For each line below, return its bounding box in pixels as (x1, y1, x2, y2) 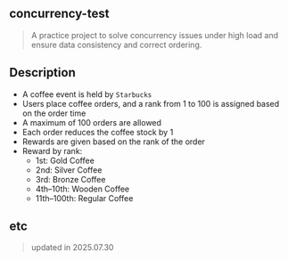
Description (9, 65, 76, 80)
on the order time (21, 108, 86, 118)
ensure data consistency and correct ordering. (30, 39, 202, 50)
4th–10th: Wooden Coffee (35, 183, 130, 194)
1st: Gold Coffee (35, 155, 95, 166)
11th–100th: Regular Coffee (35, 192, 134, 203)
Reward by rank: (21, 145, 83, 156)
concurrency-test (9, 6, 110, 21)
